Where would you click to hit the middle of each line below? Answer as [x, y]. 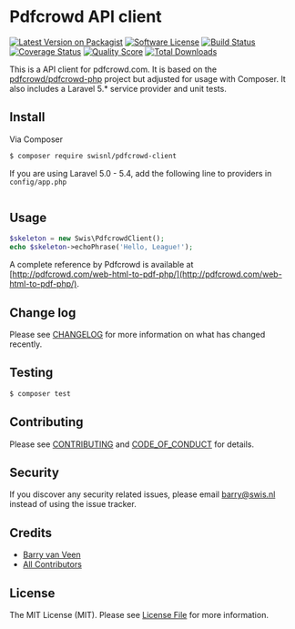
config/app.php [38, 182]
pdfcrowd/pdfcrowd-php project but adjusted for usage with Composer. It [148, 78]
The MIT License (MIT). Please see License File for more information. [139, 614]
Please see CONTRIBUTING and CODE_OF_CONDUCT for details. [132, 444]
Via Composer [36, 139]
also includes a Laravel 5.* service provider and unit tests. [118, 88]
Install [27, 117]
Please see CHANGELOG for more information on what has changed [137, 335]
